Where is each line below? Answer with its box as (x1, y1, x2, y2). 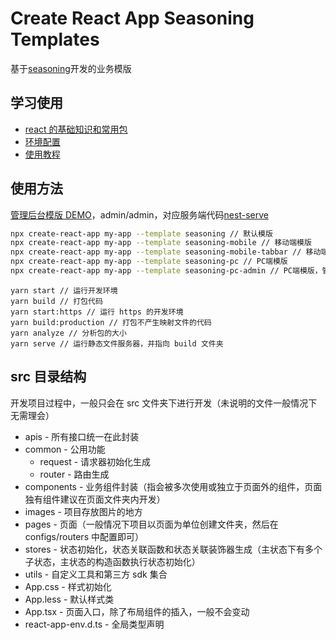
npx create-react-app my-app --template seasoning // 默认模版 (10, 228, 273, 239)
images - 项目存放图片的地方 (24, 505, 143, 517)
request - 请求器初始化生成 (39, 455, 152, 467)
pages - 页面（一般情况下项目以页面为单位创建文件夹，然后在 (24, 518, 279, 530)
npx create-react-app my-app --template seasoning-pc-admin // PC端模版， (10, 266, 323, 276)
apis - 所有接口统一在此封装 (24, 430, 140, 442)
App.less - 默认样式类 (24, 593, 115, 605)
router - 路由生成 (39, 468, 110, 480)
